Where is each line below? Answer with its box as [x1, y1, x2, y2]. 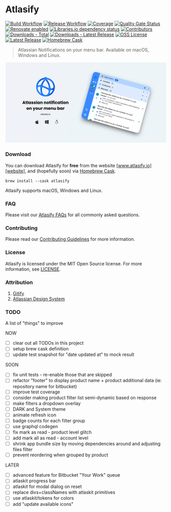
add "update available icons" [12, 501, 74, 507]
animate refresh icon [12, 412, 57, 418]
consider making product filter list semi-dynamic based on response [12, 394, 157, 400]
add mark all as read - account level [12, 435, 88, 441]
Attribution [5, 279, 33, 286]
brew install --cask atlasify [5, 178, 70, 184]
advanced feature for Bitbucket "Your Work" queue [12, 472, 120, 478]
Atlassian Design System [12, 296, 65, 302]
